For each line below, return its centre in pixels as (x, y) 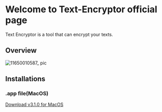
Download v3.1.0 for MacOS (34, 105)
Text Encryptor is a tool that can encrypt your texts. (59, 34)
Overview (21, 50)
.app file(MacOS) (27, 94)
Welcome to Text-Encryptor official (81, 9)
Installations (25, 79)
